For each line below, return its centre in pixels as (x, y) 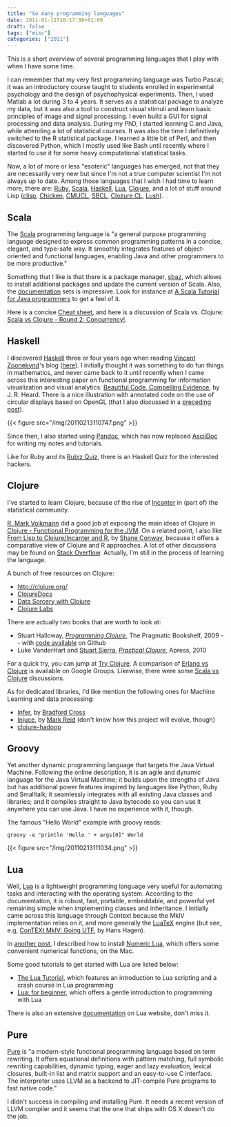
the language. (27, 559)
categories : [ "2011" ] (38, 39)
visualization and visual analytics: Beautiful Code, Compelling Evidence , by (113, 387)
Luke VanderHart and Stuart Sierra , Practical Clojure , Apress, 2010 (112, 650)
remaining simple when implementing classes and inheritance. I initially (108, 908)
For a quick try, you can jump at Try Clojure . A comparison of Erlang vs (108, 663)
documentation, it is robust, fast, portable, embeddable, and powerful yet (111, 901)
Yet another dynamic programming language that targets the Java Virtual (111, 765)
